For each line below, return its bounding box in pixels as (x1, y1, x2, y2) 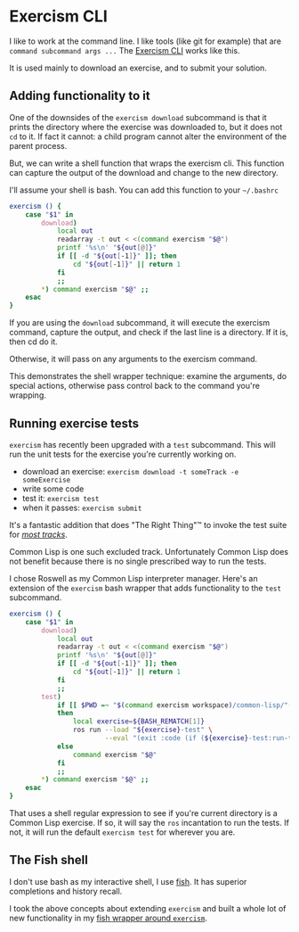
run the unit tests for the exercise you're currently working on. (9, 449, 237, 459)
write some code (21, 483, 85, 494)
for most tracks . (9, 529, 69, 540)
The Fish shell (9, 853, 89, 868)
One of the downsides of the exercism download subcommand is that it (9, 111, 267, 122)
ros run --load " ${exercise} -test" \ (72, 725, 214, 735)
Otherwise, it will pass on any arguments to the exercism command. (9, 354, 258, 365)
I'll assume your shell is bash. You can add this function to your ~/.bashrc (9, 185, 279, 195)
